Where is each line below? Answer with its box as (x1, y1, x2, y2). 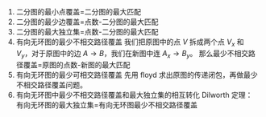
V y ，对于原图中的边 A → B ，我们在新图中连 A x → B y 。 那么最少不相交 (15, 48, 248, 60)
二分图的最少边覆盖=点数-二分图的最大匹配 (15, 17, 159, 26)
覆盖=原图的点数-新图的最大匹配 (23, 59, 131, 70)
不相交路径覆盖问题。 (15, 79, 87, 90)
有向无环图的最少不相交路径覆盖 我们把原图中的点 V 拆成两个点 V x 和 (15, 37, 244, 48)
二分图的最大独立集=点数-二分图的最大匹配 (15, 27, 159, 36)
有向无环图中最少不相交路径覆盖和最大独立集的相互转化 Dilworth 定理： (15, 90, 253, 99)
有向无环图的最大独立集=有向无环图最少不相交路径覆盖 (15, 99, 198, 110)
